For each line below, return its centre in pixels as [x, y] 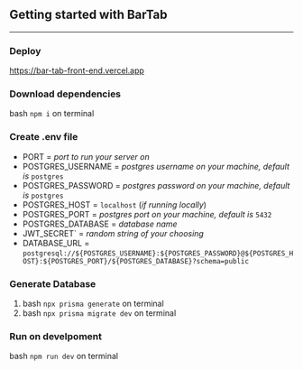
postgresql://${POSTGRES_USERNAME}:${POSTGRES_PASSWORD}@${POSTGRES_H [158, 253]
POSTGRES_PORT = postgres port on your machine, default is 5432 [147, 214]
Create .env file [44, 137]
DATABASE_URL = [56, 243]
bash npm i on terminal [52, 114]
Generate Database [53, 283]
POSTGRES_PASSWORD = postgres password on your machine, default [156, 185]
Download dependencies [65, 94]
